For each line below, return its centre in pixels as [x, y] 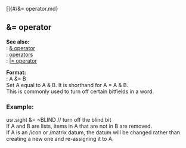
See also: [18, 42]
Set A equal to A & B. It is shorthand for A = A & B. [67, 85]
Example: [20, 107]
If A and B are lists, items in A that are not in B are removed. [79, 126]
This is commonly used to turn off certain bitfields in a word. [80, 91]
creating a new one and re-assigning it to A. [60, 139]
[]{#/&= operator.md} [32, 9]
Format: [16, 72]
